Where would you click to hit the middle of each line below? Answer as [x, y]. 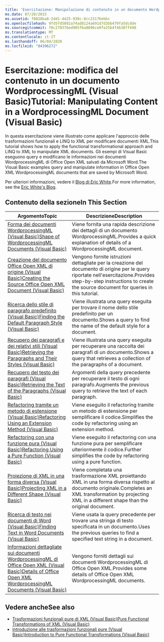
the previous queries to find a [105, 533]
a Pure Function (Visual [34, 456]
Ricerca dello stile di [31, 305]
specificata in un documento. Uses [111, 527]
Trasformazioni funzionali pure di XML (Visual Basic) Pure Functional [80, 619]
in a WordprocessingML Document [77, 112]
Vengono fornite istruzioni [101, 257]
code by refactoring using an [105, 423]
